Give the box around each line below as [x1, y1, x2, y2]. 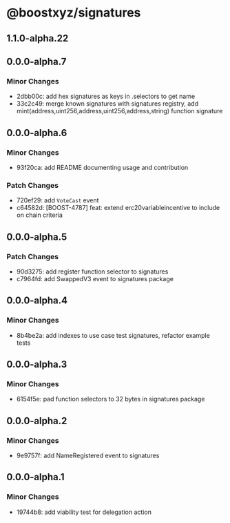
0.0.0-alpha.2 [6, 415, 67, 426]
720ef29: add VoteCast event [16, 196, 99, 205]
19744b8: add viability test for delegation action [16, 508, 152, 516]
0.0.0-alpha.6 [6, 126, 67, 139]
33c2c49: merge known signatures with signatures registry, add [16, 99, 199, 108]
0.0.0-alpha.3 [6, 359, 67, 370]
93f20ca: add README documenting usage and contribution [16, 163, 189, 171]
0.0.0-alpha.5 [6, 231, 67, 243]
